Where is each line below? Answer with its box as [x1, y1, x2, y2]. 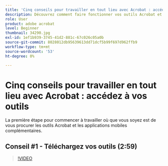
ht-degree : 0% [5, 53, 35, 59]
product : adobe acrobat [5, 21, 55, 26]
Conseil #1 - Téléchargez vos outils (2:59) [5, 142, 137, 151]
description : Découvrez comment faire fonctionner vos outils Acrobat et [5, 12, 162, 17]
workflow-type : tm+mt [5, 44, 50, 49]
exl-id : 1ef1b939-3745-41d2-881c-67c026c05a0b [5, 35, 104, 40]
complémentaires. [5, 128, 42, 134]
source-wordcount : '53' [5, 49, 55, 54]
